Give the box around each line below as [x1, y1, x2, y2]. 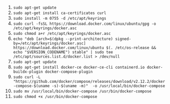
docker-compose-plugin [45, 69, 93, 74]
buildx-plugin [13, 69, 43, 74]
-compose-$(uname [13, 83, 50, 88]
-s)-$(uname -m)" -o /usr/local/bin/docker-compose [52, 83, 165, 88]
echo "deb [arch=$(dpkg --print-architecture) [13, 36, 113, 41]
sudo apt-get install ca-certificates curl [13, 11, 107, 16]
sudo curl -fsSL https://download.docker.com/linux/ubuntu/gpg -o [13, 21, 156, 26]
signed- [115, 36, 132, 41]
